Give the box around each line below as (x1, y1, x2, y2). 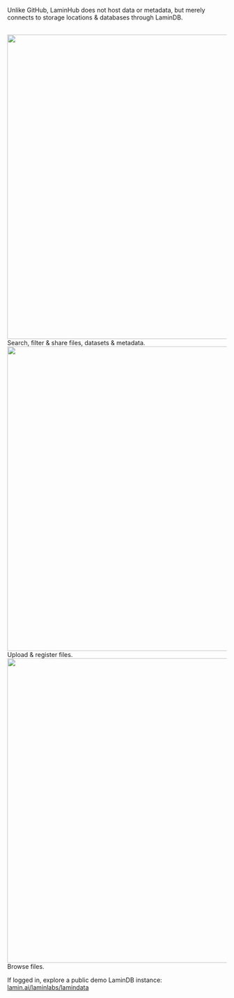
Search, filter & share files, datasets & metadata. (7, 339, 146, 347)
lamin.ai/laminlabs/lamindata (7, 983, 89, 991)
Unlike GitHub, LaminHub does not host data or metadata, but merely (7, 6, 205, 14)
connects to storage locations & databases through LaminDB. (7, 13, 183, 22)
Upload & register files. (7, 651, 73, 658)
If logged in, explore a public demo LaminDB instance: (7, 976, 162, 984)
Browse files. (7, 963, 45, 970)
